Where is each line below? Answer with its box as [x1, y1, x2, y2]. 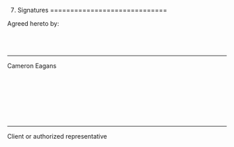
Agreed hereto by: [7, 20, 59, 27]
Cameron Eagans [7, 62, 57, 70]
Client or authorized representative [7, 132, 107, 140]
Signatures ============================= [17, 6, 167, 14]
